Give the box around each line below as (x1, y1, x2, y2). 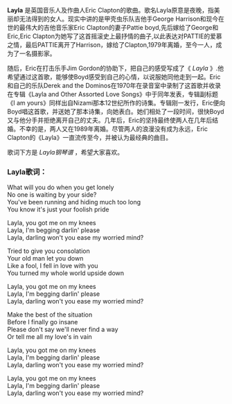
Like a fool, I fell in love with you (7, 262, 98, 270)
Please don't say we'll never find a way (7, 325, 119, 334)
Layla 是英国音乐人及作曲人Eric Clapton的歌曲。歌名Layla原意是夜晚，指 (7, 6, 215, 14)
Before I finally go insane (7, 318, 78, 326)
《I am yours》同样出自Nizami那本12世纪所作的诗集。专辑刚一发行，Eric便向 (7, 99, 226, 107)
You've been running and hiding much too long (7, 198, 141, 207)
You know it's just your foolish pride (7, 205, 109, 213)
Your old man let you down (7, 254, 84, 263)
